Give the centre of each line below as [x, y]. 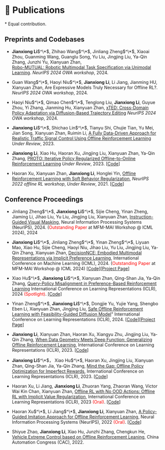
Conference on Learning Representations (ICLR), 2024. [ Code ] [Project [83, 319]
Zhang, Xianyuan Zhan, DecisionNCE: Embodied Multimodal [81, 253]
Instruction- [142, 217]
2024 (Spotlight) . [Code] [37, 294]
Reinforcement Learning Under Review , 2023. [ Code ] [66, 164]
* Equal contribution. [25, 24]
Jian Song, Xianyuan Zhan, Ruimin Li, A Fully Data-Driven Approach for [84, 133]
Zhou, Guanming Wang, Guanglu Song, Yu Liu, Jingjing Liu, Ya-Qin [80, 57]
